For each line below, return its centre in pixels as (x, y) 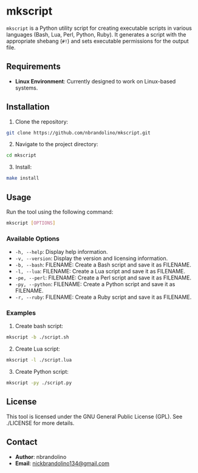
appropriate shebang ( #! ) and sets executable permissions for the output (98, 41)
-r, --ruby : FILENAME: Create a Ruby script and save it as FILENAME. (103, 297)
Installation (28, 107)
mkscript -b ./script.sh (38, 337)
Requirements (33, 67)
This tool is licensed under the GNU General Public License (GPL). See (94, 416)
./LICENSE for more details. (40, 423)
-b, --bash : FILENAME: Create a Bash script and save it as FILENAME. (103, 265)
